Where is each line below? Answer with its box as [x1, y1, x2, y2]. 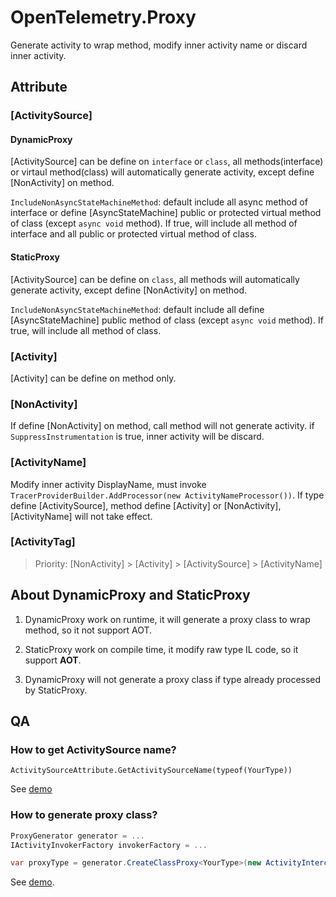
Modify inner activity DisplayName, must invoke [10, 478, 207, 490]
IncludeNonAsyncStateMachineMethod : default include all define [10, 303, 265, 315]
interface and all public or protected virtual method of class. [10, 228, 257, 240]
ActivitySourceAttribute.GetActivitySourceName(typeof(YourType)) [10, 766, 293, 776]
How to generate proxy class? [10, 808, 158, 822]
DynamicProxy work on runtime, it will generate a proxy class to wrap [24, 613, 311, 625]
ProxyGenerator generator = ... [10, 831, 145, 841]
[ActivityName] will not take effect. [10, 510, 153, 522]
